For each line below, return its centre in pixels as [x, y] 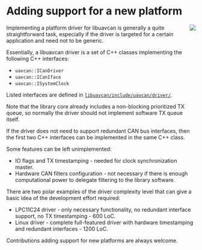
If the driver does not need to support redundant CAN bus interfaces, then [98, 131]
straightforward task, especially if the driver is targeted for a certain [90, 34]
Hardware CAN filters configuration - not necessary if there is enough [101, 173]
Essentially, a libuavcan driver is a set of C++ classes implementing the [94, 52]
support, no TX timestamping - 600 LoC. [65, 216]
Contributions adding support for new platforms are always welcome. [92, 240]
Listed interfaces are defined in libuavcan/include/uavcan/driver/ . [89, 95]
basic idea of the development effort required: [63, 198]
